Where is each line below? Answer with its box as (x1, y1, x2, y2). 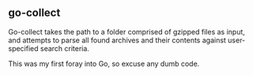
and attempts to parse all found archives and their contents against (8, 35, 227, 45)
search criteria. (40, 43, 89, 53)
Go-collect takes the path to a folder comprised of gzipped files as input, (8, 27, 245, 36)
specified (8, 43, 39, 53)
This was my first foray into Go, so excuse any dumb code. (8, 59, 200, 68)
